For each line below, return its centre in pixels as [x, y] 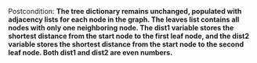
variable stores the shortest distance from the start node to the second [126, 44]
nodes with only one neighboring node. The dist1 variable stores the [121, 28]
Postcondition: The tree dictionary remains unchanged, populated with [125, 11]
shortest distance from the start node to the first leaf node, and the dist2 [128, 36]
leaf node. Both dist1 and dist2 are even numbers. [90, 52]
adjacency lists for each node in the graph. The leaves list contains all [124, 19]
